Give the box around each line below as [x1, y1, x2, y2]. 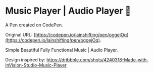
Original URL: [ [5, 31, 36, 38]
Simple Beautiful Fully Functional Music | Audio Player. [5, 47, 118, 53]
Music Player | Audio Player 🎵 [5, 5, 131, 17]
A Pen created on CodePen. [5, 22, 63, 28]
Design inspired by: [5, 56, 45, 63]
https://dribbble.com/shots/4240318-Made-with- [46, 56, 149, 63]
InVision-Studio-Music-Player [5, 62, 67, 68]
